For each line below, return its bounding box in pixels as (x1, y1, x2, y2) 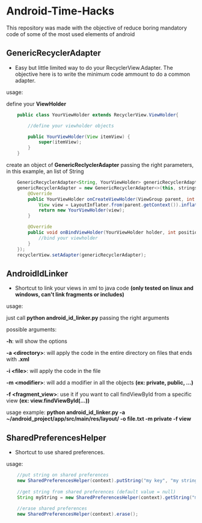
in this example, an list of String (6, 168, 84, 175)
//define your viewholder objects (28, 122, 114, 129)
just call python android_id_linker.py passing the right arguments (6, 315, 170, 322)
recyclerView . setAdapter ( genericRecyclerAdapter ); (17, 252, 147, 258)
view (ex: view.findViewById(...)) (6, 397, 90, 404)
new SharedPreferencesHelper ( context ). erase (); (17, 511, 138, 518)
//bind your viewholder (38, 235, 98, 241)
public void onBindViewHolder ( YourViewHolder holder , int (28, 230, 176, 236)
